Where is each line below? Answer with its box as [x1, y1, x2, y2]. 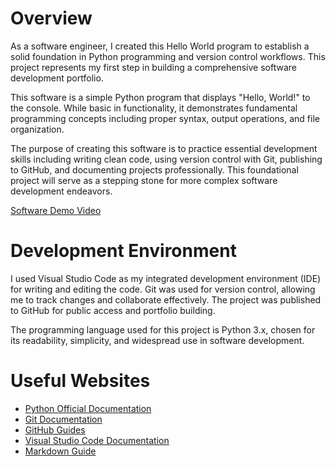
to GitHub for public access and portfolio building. [10, 304, 216, 316]
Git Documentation [24, 413, 103, 425]
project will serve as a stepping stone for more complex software [10, 174, 278, 186]
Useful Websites [10, 370, 151, 392]
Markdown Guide [24, 445, 97, 457]
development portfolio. [10, 72, 104, 84]
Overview [10, 7, 93, 30]
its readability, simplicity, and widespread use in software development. [10, 334, 305, 346]
